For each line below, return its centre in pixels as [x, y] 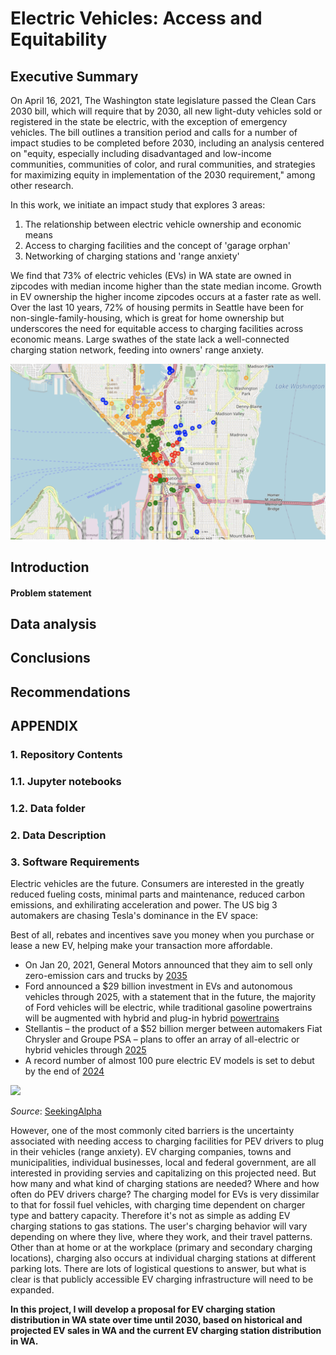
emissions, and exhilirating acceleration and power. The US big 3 [144, 905]
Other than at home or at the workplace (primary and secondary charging [161, 1248]
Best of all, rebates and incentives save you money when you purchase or [162, 935]
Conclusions [50, 658]
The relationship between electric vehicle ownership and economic [163, 224]
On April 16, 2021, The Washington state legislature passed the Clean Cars [163, 100]
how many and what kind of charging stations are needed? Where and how [165, 1184]
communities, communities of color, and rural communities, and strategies [163, 164]
